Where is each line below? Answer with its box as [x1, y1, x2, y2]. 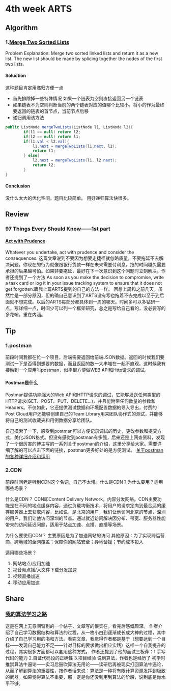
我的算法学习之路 [5, 611, 47, 618]
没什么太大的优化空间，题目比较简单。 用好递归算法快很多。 [5, 195, 131, 201]
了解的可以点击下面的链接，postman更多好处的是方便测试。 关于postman [9, 447, 164, 453]
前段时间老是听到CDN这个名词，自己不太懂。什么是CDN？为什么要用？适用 [5, 479, 163, 485]
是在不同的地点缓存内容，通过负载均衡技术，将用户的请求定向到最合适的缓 [9, 502, 166, 508]
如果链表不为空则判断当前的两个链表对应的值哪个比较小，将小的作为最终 [12, 102, 164, 108]
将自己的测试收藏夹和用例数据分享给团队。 [5, 417, 95, 423]
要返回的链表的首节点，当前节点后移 [12, 108, 89, 115]
